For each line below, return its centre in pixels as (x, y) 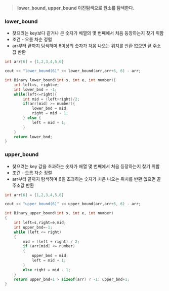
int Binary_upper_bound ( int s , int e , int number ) (59, 213)
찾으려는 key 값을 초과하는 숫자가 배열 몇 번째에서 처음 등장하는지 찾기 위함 (86, 166)
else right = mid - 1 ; (47, 270)
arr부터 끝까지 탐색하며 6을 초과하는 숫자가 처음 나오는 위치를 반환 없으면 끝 (87, 179)
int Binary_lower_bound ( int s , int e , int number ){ (60, 80)
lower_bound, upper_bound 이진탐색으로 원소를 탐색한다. (76, 8)
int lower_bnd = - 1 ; (35, 89)
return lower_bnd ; (33, 137)
